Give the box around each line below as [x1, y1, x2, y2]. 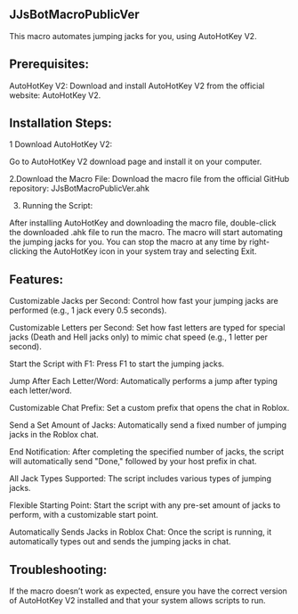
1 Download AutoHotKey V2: [9, 139, 113, 150]
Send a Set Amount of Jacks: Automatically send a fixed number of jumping [9, 420, 287, 430]
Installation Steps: [9, 116, 113, 131]
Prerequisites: [9, 57, 89, 72]
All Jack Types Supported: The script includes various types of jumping [9, 473, 271, 484]
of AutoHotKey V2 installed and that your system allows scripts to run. [9, 595, 266, 606]
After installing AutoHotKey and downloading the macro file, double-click [9, 217, 277, 228]
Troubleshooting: [9, 561, 108, 577]
